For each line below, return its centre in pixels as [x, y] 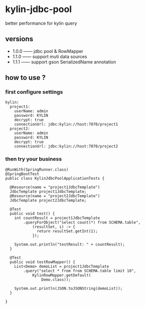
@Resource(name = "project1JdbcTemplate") [55, 187]
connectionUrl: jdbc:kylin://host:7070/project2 [66, 146]
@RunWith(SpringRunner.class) [37, 170]
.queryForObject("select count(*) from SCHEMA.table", [82, 222]
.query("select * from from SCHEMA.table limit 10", [80, 271]
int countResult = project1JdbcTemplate [57, 218]
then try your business [33, 159]
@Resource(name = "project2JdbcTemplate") [55, 196]
